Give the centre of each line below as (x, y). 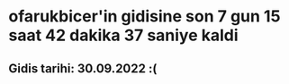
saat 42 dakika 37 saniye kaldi (124, 35)
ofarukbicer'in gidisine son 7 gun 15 (144, 17)
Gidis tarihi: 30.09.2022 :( (83, 68)
